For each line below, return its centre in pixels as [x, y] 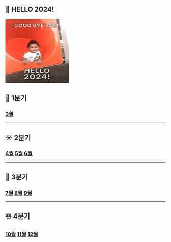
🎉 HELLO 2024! [30, 9]
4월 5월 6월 [19, 153]
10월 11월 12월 [22, 234]
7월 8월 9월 [19, 193]
